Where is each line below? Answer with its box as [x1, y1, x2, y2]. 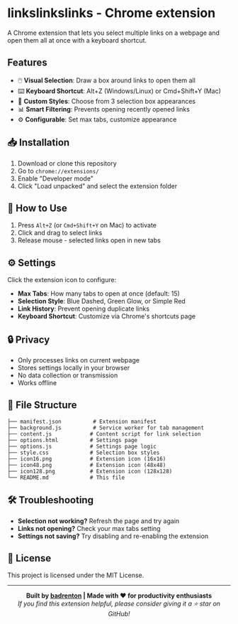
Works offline [17, 379, 57, 387]
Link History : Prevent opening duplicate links [17, 304, 150, 313]
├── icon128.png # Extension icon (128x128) [7, 468, 173, 475]
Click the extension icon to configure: [7, 276, 117, 284]
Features [7, 57, 47, 69]
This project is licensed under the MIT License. [7, 571, 144, 580]
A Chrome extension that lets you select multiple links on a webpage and [7, 28, 220, 37]
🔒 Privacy [7, 333, 50, 345]
